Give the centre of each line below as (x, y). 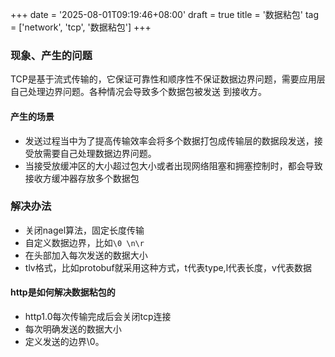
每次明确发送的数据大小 (73, 329)
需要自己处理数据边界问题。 (99, 153)
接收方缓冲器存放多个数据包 (82, 178)
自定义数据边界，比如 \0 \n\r (84, 242)
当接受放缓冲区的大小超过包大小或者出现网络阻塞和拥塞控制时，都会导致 (173, 165)
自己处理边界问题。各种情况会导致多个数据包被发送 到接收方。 (138, 92)
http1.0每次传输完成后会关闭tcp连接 (98, 316)
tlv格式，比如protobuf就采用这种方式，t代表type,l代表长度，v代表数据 (168, 267)
